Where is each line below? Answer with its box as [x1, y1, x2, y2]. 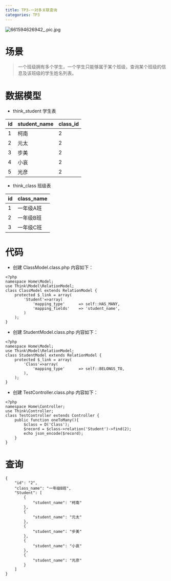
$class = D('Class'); [24, 422, 70, 427]
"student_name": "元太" [32, 515, 82, 520]
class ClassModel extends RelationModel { [5, 288, 97, 293]
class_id [58, 121, 79, 128]
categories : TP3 [5, 12, 40, 17]
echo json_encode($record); [24, 431, 83, 436]
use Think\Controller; [5, 409, 54, 414]
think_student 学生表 [12, 108, 56, 114]
